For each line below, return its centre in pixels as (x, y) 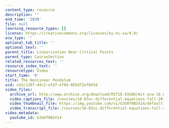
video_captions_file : (32, 99)
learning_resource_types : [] (36, 29)
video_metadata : (22, 113)
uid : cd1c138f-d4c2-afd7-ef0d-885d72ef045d (52, 85)
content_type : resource (30, 10)
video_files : (19, 89)
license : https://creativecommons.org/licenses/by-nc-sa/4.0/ (72, 33)
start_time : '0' (22, 76)
